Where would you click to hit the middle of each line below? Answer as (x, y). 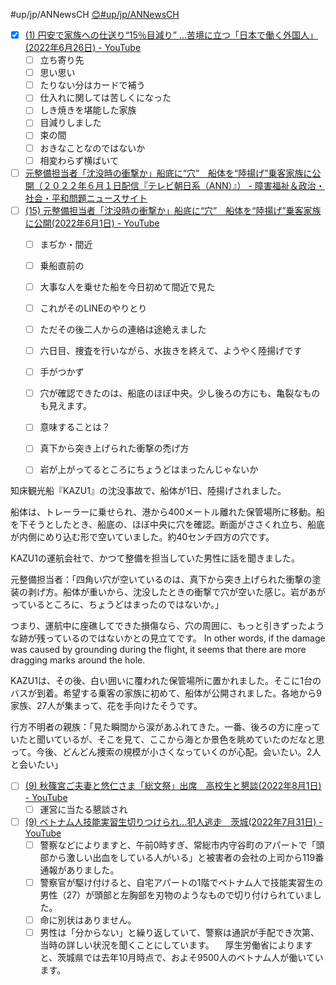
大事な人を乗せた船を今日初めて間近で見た (127, 286)
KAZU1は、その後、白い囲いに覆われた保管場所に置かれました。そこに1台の (166, 681)
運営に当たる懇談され (83, 809)
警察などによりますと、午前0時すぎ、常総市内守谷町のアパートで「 (178, 845)
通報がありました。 (79, 870)
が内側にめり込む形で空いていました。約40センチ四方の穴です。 (142, 537)
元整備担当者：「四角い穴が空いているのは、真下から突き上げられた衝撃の (161, 580)
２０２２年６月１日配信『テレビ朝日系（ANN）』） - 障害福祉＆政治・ (183, 185)
